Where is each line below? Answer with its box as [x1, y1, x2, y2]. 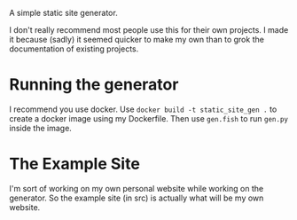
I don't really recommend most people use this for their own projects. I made [9, 25, 289, 35]
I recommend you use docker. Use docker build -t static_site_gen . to [9, 104, 277, 114]
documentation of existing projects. [9, 43, 139, 54]
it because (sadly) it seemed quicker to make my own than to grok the [9, 35, 264, 44]
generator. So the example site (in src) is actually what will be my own [9, 192, 264, 203]
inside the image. [9, 122, 73, 133]
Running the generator [9, 75, 179, 95]
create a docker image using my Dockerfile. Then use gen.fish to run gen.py [9, 113, 288, 123]
